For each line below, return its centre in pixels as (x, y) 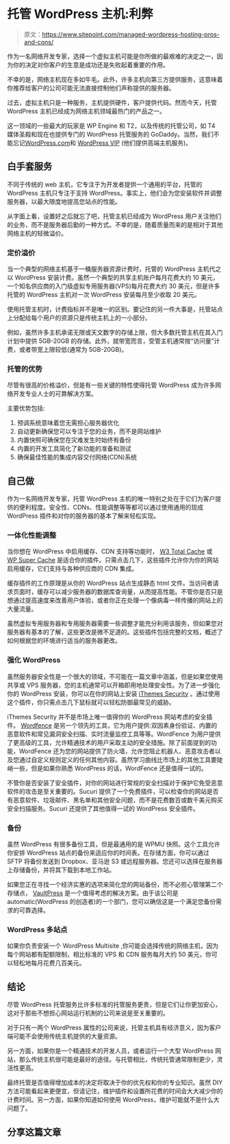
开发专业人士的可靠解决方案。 (55, 394)
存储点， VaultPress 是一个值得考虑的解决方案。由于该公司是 (93, 893)
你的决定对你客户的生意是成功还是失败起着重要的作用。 (91, 64)
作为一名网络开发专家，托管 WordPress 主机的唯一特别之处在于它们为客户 (111, 499)
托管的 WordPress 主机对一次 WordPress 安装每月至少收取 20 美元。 (104, 295)
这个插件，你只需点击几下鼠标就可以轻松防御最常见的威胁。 (91, 702)
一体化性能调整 (32, 536)
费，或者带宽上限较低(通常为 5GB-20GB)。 (67, 350)
